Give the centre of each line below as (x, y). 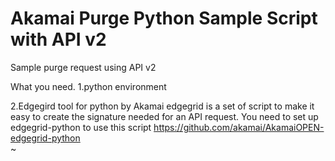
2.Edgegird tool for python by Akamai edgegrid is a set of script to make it (162, 106)
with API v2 (58, 39)
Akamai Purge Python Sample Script (164, 18)
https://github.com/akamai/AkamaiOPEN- (239, 127)
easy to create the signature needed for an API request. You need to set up (164, 116)
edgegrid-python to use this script (81, 127)
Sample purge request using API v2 (83, 67)
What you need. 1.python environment (88, 86)
